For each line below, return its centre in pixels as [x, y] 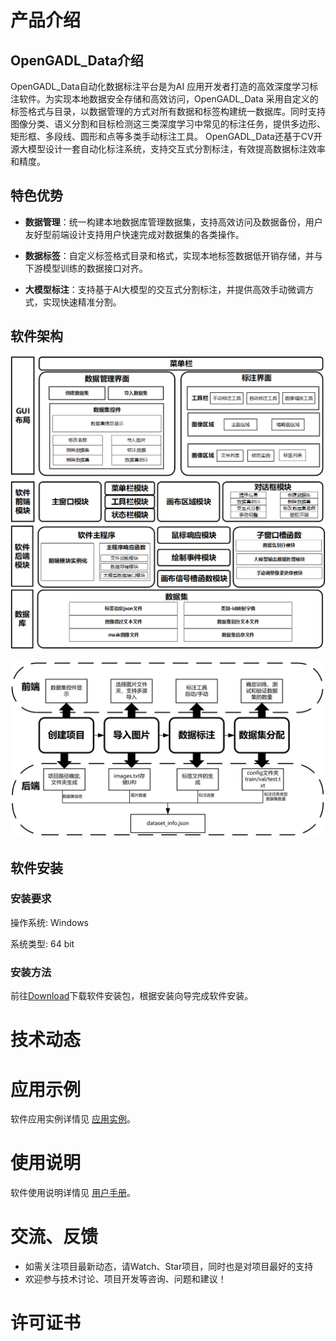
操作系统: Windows [49, 922]
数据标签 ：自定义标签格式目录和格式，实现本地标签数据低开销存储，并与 [173, 255]
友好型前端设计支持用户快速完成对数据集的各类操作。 [134, 234]
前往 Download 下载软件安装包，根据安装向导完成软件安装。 [132, 996]
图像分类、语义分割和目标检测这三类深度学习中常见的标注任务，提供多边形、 [168, 124]
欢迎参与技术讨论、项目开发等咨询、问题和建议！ [125, 1279]
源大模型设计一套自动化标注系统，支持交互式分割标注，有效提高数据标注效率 [168, 149]
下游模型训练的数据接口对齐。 [86, 268]
